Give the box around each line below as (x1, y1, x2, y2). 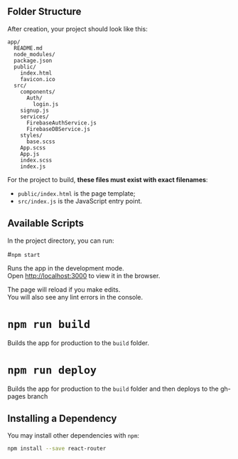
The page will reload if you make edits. (7, 285, 121, 294)
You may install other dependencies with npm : (7, 431, 140, 440)
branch (27, 391, 48, 401)
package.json (13, 57, 53, 64)
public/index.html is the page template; (17, 189, 136, 198)
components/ (20, 88, 55, 95)
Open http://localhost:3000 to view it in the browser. (7, 271, 161, 280)
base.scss (26, 138, 55, 145)
